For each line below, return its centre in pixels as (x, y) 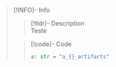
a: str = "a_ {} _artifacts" (70, 57)
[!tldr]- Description (57, 23)
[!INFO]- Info (31, 10)
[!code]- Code (51, 44)
